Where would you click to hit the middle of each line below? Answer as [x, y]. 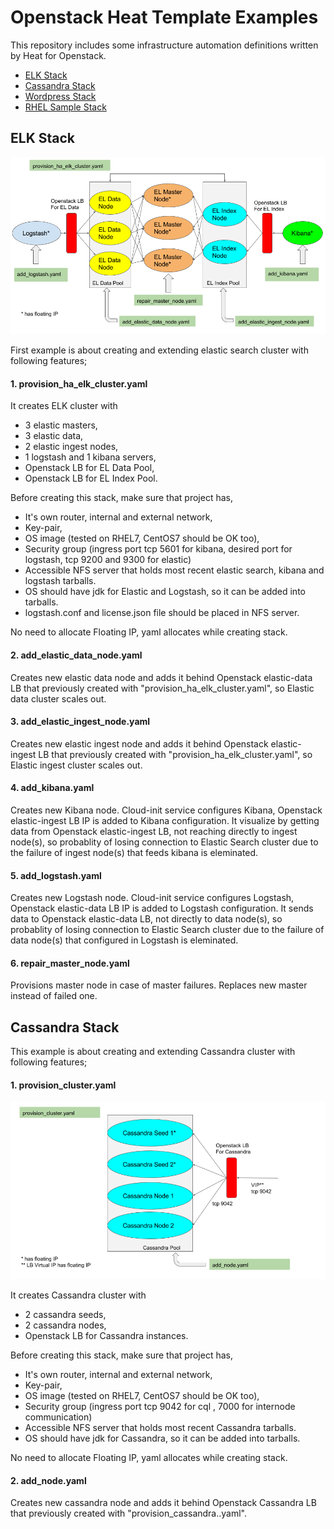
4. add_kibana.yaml [52, 788]
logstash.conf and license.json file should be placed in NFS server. [162, 613]
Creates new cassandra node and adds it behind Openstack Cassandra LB [163, 1503]
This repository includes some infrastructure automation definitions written [164, 45]
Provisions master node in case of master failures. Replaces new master [159, 985]
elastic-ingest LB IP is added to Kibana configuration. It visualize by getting [165, 821]
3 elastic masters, [61, 425]
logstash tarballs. [60, 581]
